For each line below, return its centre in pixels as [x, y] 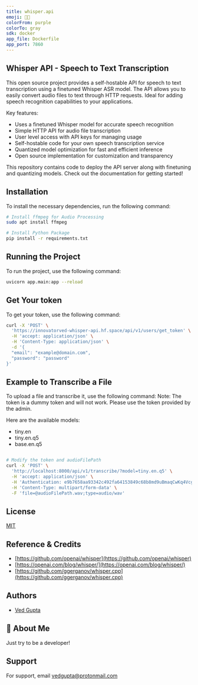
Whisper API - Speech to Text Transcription [88, 68]
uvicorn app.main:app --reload [44, 282]
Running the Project [43, 257]
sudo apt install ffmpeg [37, 222]
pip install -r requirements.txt [47, 239]
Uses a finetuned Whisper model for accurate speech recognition [94, 124]
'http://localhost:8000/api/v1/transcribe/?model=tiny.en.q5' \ [92, 471]
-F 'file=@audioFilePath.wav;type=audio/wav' [68, 493]
